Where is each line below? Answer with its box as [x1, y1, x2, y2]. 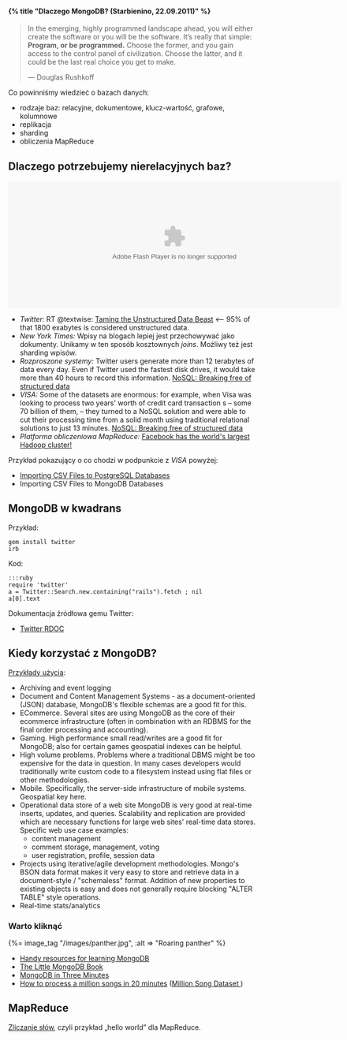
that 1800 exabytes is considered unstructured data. [19, 323, 189, 333]
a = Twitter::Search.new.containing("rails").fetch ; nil [8, 587, 203, 595]
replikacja [19, 120, 52, 129]
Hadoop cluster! [19, 440, 73, 449]
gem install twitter [8, 538, 76, 546]
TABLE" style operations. [19, 892, 101, 902]
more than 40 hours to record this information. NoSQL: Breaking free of [19, 373, 252, 382]
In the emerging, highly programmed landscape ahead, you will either [27, 24, 254, 33]
